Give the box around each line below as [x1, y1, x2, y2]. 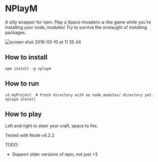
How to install [5, 53, 48, 62]
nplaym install [5, 96, 36, 102]
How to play [5, 110, 42, 118]
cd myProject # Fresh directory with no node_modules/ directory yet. [5, 93, 154, 97]
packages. [5, 29, 26, 35]
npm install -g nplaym [5, 66, 51, 71]
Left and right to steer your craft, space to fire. [5, 123, 99, 129]
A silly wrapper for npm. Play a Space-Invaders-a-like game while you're [5, 19, 151, 25]
